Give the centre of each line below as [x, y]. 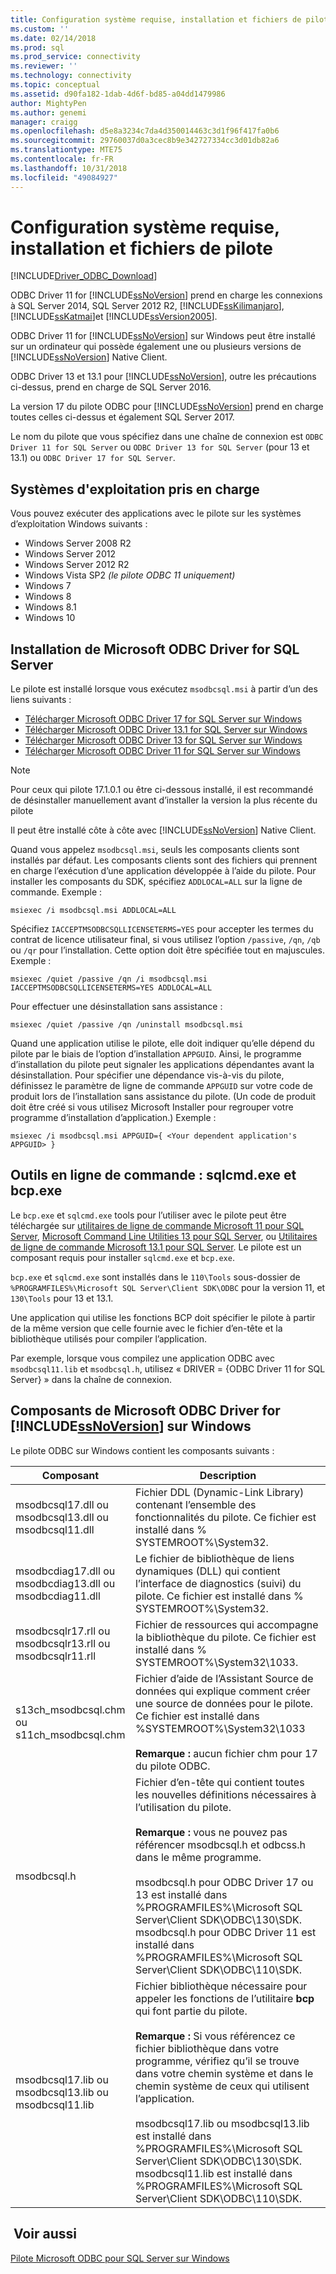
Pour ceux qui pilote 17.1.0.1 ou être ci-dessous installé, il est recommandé [162, 790]
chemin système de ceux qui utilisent [222, 2086]
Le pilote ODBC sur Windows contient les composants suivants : [142, 1450]
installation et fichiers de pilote [141, 248]
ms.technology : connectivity [71, 76]
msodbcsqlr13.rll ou [63, 1643]
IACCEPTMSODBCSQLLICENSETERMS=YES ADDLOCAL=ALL [111, 988]
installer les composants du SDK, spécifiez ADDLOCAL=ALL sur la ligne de [156, 882]
